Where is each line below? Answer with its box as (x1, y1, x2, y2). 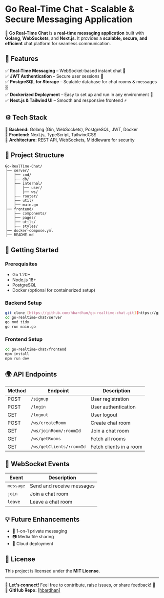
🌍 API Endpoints (5, 370, 57, 379)
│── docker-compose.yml (5, 228, 54, 233)
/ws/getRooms (31, 436, 61, 441)
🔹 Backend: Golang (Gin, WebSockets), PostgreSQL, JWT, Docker (5, 126, 138, 132)
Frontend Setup (5, 335, 43, 342)
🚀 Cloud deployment (12, 541, 54, 547)
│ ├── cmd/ (5, 172, 32, 177)
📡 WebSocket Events (5, 459, 70, 468)
